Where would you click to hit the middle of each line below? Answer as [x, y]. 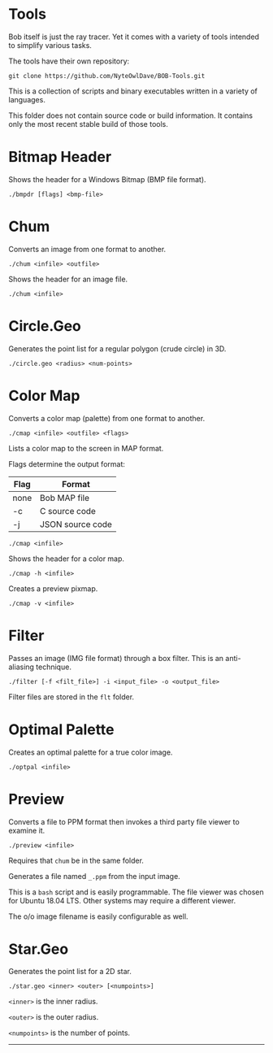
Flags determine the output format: [67, 463]
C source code [67, 511]
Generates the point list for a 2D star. [70, 972]
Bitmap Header [60, 157]
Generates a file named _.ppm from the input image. [94, 876]
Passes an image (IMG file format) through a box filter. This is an [116, 658]
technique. [54, 667]
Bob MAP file [64, 498]
